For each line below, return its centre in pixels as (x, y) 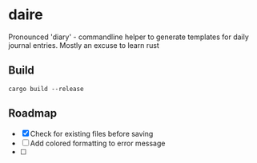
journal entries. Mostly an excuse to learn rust (84, 45)
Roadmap (33, 113)
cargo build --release (46, 89)
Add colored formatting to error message (98, 143)
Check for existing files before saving (92, 133)
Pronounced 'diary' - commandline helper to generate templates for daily (129, 37)
